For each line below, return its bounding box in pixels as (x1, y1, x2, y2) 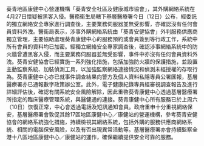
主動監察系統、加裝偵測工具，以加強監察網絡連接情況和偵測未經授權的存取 (6, 66, 192, 72)
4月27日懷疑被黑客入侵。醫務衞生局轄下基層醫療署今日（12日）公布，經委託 (6, 13, 197, 20)
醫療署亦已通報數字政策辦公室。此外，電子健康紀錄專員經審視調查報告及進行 (6, 81, 198, 87)
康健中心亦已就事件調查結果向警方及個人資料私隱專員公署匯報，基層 (27, 73, 198, 80)
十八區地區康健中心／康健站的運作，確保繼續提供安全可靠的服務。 (11, 133, 177, 141)
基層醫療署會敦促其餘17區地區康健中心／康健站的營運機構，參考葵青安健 (16, 111, 198, 118)
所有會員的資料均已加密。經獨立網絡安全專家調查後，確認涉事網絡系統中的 (6, 43, 192, 50)
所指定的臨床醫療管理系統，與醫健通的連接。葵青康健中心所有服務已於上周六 (6, 96, 198, 103)
